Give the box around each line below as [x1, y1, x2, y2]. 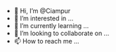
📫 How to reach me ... [13, 37, 79, 45]
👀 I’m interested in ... [13, 14, 74, 22]
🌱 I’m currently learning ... [13, 22, 89, 30]
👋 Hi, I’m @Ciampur [13, 7, 71, 15]
